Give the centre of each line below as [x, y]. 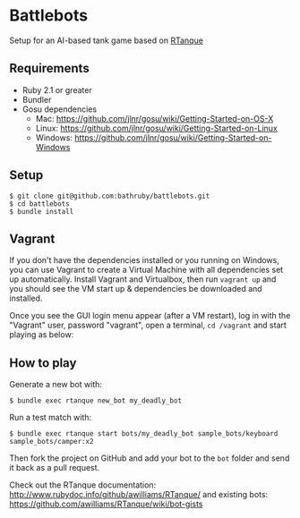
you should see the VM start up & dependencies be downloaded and [136, 289]
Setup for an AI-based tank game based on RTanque [107, 40]
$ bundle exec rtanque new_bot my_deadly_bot [95, 401]
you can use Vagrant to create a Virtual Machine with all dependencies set [146, 270]
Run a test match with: [51, 418]
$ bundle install [42, 211]
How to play [43, 363]
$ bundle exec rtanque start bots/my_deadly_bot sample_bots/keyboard [144, 434]
